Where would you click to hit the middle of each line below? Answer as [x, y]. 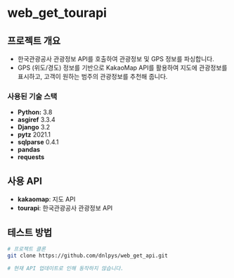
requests [31, 157]
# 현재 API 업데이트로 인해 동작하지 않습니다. [66, 268]
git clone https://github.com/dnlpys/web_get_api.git [88, 255]
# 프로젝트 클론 [27, 249]
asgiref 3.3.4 [37, 120]
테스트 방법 [30, 233]
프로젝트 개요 [34, 40]
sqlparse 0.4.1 [38, 142]
